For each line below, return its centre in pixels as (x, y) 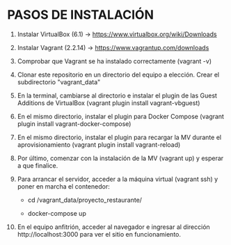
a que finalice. (38, 165)
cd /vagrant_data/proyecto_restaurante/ (85, 200)
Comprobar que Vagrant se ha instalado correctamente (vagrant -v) (114, 61)
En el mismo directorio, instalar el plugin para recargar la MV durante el (119, 137)
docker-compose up (57, 213)
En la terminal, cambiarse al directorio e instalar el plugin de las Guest (117, 95)
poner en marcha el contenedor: (63, 186)
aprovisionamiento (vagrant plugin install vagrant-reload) (99, 144)
